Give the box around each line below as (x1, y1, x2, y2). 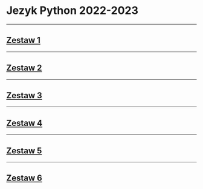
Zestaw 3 (6, 90, 42, 101)
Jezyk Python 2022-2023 (6, 4, 139, 18)
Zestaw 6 (6, 173, 42, 184)
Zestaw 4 (6, 118, 43, 128)
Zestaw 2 (6, 63, 42, 73)
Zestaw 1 (6, 35, 41, 45)
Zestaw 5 (6, 145, 42, 156)
